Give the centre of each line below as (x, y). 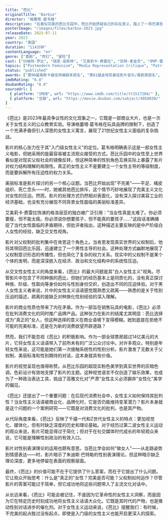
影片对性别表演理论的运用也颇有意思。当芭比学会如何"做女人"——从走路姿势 (84, 448)
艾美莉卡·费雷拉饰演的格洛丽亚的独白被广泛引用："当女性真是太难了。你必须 (83, 213)
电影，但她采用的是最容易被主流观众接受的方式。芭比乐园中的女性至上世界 (86, 154)
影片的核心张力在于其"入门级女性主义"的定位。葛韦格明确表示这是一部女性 (82, 147)
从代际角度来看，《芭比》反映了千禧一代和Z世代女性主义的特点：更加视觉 (80, 419)
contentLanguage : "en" (29, 52)
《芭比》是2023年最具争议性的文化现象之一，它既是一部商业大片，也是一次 (83, 118)
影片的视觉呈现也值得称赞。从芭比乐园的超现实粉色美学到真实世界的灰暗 (79, 366)
